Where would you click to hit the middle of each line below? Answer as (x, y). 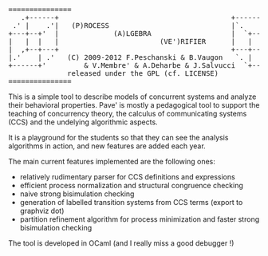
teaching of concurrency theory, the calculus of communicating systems (128, 114)
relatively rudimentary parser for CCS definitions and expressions (127, 177)
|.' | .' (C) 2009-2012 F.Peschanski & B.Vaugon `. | (130, 57)
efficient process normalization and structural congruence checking (131, 185)
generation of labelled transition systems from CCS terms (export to (131, 202)
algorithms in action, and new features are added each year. (107, 146)
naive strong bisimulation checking (77, 194)
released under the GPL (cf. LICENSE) (143, 73)
